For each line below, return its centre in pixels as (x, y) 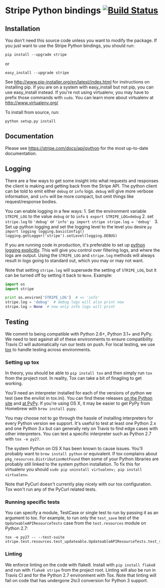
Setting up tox (22, 362)
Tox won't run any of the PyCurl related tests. (51, 489)
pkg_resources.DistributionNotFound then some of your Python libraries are (82, 459)
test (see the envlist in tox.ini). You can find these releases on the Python (79, 398)
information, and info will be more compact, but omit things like (69, 196)
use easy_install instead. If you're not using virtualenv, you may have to (77, 92)
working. (14, 384)
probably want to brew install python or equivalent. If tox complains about (81, 454)
